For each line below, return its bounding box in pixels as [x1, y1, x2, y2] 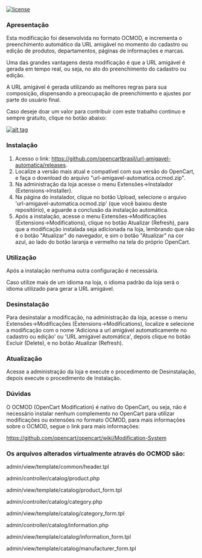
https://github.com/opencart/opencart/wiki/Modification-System [6, 434, 167, 442]
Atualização [6, 355, 42, 363]
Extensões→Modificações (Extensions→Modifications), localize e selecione [6, 320, 195, 328]
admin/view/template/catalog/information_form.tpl [6, 533, 131, 541]
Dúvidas [6, 390, 31, 398]
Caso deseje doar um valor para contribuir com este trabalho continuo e [6, 108, 186, 115]
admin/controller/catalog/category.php [6, 498, 103, 506]
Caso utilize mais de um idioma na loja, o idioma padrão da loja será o [6, 278, 180, 286]
